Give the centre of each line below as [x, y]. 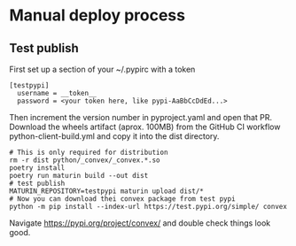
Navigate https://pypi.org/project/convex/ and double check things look [140, 223]
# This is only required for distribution [89, 152]
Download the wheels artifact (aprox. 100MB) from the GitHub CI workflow [145, 127]
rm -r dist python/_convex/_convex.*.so [85, 160]
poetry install [37, 168]
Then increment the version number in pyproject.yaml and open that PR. [141, 117]
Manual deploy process [97, 15]
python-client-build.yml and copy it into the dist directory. [114, 136]
